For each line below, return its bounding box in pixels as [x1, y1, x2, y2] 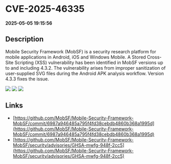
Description [5, 35, 44, 44]
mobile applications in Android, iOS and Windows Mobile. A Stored [5, 54, 146, 60]
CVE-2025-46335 [5, 3, 85, 15]
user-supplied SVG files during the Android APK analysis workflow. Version [5, 70, 164, 76]
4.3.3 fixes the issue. [5, 75, 49, 82]
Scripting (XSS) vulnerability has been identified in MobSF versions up [14, 59, 163, 66]
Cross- [147, 54, 162, 60]
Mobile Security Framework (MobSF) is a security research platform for [5, 48, 157, 54]
